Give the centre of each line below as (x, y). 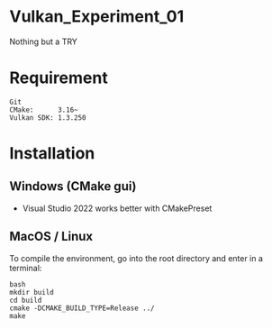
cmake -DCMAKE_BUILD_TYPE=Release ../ (82, 308)
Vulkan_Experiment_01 (97, 17)
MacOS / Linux (51, 237)
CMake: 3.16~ (44, 110)
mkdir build (32, 292)
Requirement (59, 78)
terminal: (26, 268)
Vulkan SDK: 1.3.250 (48, 118)
